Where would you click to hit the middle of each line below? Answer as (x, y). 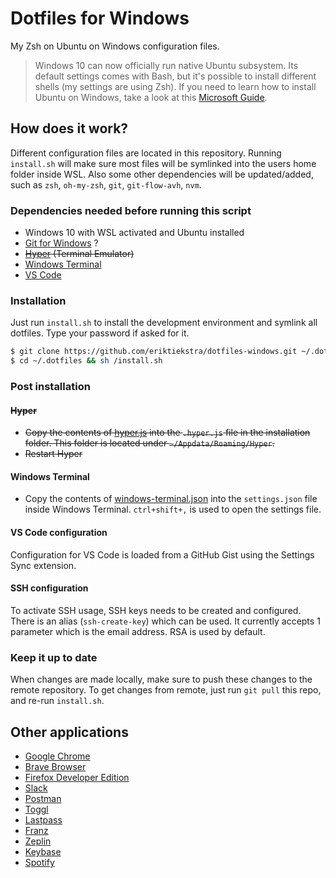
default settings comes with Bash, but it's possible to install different (175, 76)
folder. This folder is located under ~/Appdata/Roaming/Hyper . (149, 443)
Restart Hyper (53, 454)
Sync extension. (43, 565)
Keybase (43, 851)
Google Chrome (57, 756)
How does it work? (69, 128)
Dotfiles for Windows (100, 18)
